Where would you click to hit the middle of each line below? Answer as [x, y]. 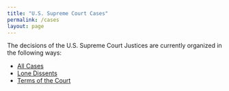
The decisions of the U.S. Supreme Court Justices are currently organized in [114, 46]
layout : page [26, 26]
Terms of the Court [44, 81]
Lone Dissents [37, 73]
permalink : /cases [33, 20]
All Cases [30, 66]
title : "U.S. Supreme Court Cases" [58, 13]
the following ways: [35, 53]
